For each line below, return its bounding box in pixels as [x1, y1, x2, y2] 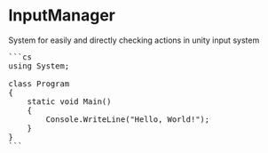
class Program [8, 78, 70, 89]
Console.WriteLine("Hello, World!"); [45, 114, 210, 125]
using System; [8, 60, 70, 71]
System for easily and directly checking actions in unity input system [8, 35, 260, 45]
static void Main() [27, 96, 112, 107]
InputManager [8, 5, 116, 26]
